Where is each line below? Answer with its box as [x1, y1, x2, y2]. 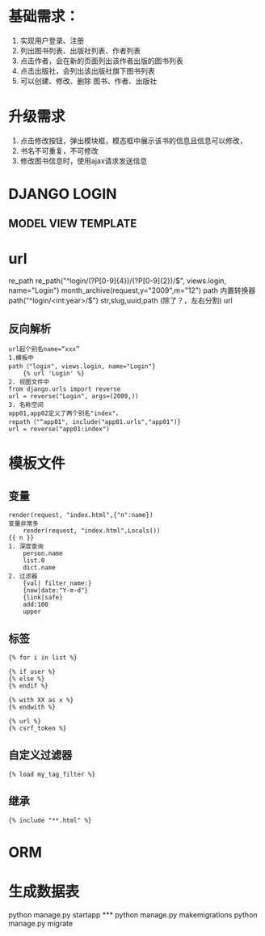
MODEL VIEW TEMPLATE [8, 217, 137, 231]
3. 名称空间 [8, 401, 44, 409]
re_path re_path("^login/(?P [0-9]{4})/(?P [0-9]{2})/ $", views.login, [8, 276, 227, 286]
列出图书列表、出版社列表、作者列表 [19, 45, 141, 55]
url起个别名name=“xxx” [8, 345, 80, 354]
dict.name [23, 564, 57, 572]
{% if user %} [8, 668, 57, 676]
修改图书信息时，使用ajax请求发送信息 [19, 155, 148, 166]
